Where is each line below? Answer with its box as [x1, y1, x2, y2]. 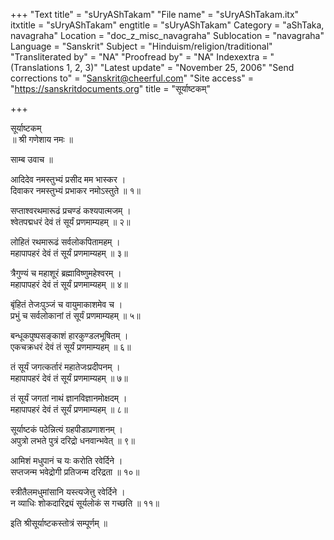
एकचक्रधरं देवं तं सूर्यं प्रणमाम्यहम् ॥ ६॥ [10, 341, 132, 353]
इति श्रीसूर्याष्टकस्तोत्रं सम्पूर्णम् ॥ [10, 517, 108, 529]
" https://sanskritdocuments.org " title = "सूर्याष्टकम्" [10, 83, 211, 94]
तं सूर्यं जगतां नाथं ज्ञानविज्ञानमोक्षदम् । [10, 392, 128, 404]
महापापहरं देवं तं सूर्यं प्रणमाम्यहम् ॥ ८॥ [10, 404, 128, 415]
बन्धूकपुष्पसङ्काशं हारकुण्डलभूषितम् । [10, 330, 129, 341]
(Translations [10, 62, 65, 73]
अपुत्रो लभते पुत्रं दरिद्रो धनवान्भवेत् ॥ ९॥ [10, 435, 136, 446]
